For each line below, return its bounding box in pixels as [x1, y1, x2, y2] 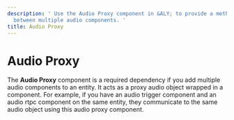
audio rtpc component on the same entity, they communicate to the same [7, 98, 218, 106]
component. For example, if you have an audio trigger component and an [7, 91, 217, 99]
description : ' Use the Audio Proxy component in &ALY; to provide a [7, 10, 214, 17]
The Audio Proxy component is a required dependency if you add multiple [7, 76, 221, 84]
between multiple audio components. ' [13, 17, 127, 24]
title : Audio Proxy [7, 23, 64, 30]
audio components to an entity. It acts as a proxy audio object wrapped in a [7, 83, 224, 92]
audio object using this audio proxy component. [7, 105, 144, 114]
